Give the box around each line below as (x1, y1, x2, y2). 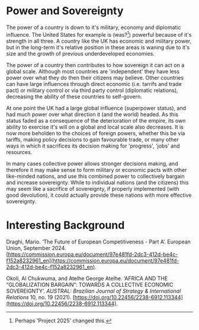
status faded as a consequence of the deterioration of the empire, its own (6, 117, 186, 124)
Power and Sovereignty (6, 4, 124, 18)
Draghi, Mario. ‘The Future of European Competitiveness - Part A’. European (6, 238, 191, 245)
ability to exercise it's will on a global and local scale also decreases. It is (6, 123, 184, 130)
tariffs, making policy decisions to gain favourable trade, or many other (6, 136, 179, 143)
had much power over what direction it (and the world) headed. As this (6, 111, 179, 118)
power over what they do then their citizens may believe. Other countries (6, 74, 184, 81)
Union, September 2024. (6, 244, 66, 251)
